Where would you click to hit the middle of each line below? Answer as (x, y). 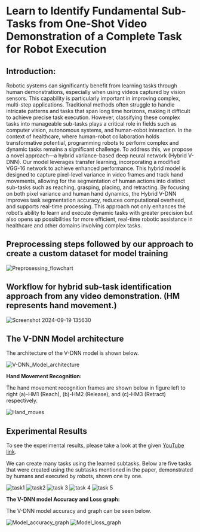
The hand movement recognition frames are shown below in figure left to (96, 388)
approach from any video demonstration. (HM (93, 297)
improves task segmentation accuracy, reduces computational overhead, (96, 200)
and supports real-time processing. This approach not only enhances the (96, 206)
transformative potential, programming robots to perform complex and (93, 143)
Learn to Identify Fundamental (83, 11)
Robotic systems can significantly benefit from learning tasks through (92, 86)
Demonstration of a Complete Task (94, 37)
